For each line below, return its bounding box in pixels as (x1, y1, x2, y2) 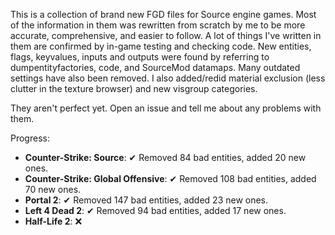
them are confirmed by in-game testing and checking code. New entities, (10, 40, 312, 52)
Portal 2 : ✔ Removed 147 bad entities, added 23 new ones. (24, 194, 269, 206)
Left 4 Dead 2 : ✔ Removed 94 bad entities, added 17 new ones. (24, 205, 287, 216)
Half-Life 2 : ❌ (24, 215, 83, 227)
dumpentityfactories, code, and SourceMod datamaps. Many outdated (10, 62, 301, 73)
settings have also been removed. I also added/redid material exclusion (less (10, 72, 326, 84)
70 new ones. (24, 184, 82, 195)
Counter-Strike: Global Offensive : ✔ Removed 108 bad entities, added (24, 173, 317, 184)
